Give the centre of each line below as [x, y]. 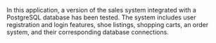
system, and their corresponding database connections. [88, 32]
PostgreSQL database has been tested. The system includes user [101, 17]
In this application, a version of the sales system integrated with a [101, 10]
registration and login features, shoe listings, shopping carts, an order [108, 25]
